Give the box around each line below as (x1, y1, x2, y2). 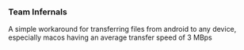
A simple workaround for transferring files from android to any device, (8, 25, 237, 34)
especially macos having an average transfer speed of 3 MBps (8, 33, 212, 42)
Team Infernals (8, 6, 67, 17)
